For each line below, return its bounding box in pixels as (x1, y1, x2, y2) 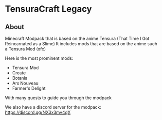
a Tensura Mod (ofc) (5, 46, 46, 51)
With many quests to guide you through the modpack (5, 95, 112, 101)
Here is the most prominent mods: (5, 55, 73, 61)
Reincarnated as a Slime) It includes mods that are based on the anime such (5, 41, 158, 47)
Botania (12, 75, 28, 81)
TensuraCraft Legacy (5, 3, 92, 15)
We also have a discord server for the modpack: (5, 104, 101, 110)
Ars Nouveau (12, 80, 39, 86)
